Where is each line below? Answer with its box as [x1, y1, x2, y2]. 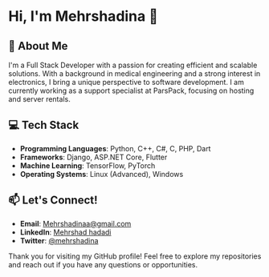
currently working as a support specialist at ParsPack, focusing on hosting [8, 86, 255, 95]
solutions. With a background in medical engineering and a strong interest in [8, 69, 261, 78]
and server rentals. [8, 94, 71, 103]
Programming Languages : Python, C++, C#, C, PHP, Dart [19, 143, 211, 153]
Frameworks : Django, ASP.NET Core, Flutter [19, 152, 168, 162]
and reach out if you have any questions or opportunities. [8, 259, 198, 269]
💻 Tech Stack [8, 118, 79, 132]
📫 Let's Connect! [8, 194, 98, 207]
